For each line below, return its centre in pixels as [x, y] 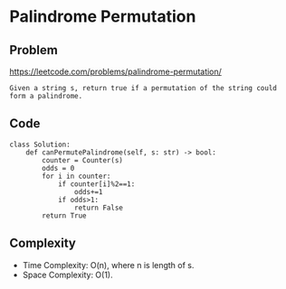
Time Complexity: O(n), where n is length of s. [108, 265]
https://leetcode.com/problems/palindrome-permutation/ [115, 71]
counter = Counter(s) [83, 160]
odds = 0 [58, 168]
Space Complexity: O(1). [67, 275]
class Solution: [40, 144]
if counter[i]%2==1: [96, 184]
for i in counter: [76, 176]
